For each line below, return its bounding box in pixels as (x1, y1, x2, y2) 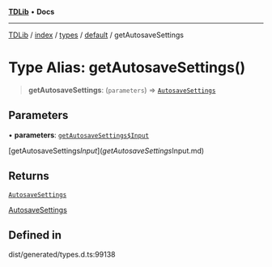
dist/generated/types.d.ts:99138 (8, 250, 116, 260)
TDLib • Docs (8, 7, 55, 16)
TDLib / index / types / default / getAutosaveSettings (8, 30, 185, 40)
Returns (8, 169, 50, 183)
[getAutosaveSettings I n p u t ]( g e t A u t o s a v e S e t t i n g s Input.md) (8, 146, 205, 155)
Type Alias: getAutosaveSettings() (8, 58, 246, 77)
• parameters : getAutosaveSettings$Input (8, 129, 150, 140)
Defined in (8, 228, 62, 242)
